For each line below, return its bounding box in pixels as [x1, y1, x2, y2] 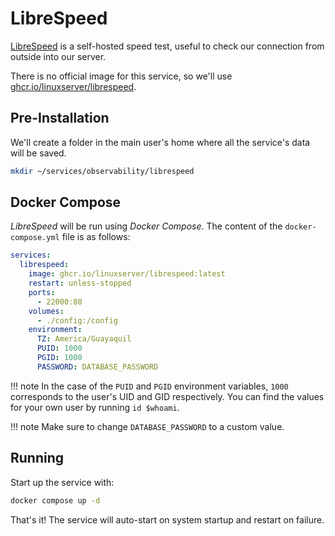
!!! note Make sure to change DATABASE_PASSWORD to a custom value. [10, 420, 285, 432]
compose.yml [10, 233, 60, 243]
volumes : [28, 306, 65, 316]
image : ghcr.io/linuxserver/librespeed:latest [28, 269, 226, 279]
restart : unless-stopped [28, 278, 132, 289]
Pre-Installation [10, 110, 110, 127]
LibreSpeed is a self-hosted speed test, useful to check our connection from [10, 40, 325, 52]
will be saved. [10, 147, 67, 159]
